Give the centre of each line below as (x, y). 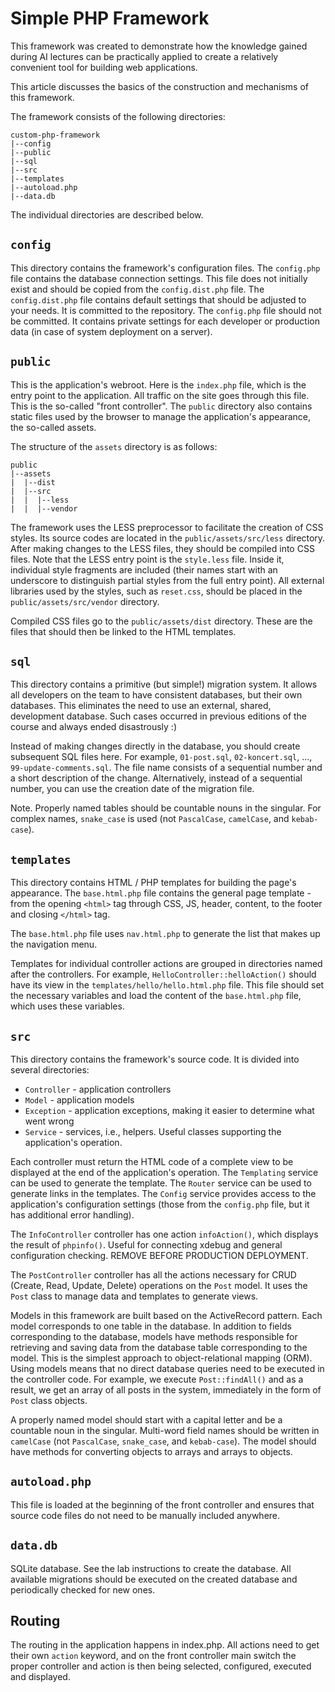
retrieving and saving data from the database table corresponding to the (159, 1347)
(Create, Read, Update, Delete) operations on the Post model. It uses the (159, 1285)
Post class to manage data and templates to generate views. (134, 1296)
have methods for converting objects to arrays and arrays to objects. (151, 1451)
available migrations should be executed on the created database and (154, 1579)
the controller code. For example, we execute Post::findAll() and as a (157, 1379)
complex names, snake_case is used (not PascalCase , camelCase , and (150, 819)
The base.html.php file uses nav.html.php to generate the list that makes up (165, 934)
